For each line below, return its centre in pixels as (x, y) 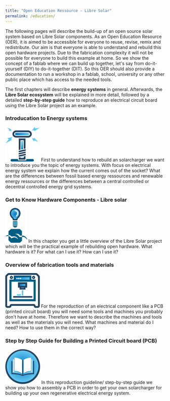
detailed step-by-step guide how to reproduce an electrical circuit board (81, 100)
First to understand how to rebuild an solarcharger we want (102, 160)
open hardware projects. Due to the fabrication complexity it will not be (79, 53)
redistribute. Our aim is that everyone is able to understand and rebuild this (83, 47)
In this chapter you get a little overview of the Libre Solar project (95, 241)
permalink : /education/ (30, 16)
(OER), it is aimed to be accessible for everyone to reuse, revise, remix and (83, 42)
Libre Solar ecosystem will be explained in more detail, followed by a (77, 95)
